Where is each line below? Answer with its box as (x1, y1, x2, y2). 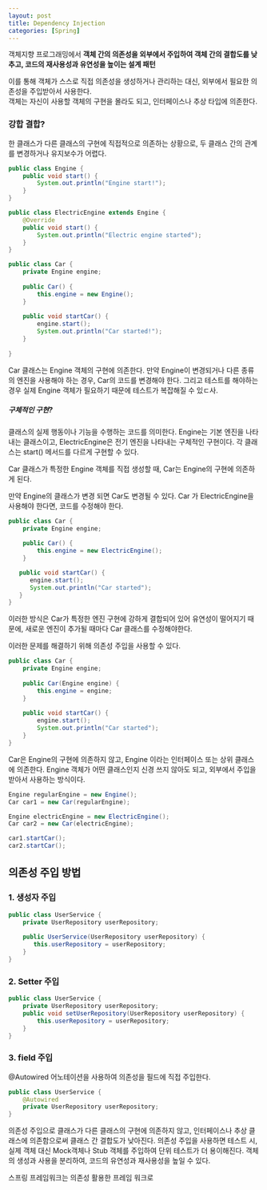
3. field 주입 (8, 1052, 54, 1063)
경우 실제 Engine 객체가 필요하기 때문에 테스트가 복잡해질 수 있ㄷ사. (8, 385, 218, 395)
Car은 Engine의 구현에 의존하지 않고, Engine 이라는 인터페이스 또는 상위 (8, 754, 233, 764)
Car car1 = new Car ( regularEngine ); (8, 798, 130, 806)
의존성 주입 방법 (8, 866, 82, 880)
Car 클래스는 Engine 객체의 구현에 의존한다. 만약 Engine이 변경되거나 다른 (8, 365, 240, 375)
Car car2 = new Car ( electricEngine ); (8, 820, 134, 828)
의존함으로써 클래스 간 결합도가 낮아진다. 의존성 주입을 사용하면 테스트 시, (29, 1136, 258, 1146)
